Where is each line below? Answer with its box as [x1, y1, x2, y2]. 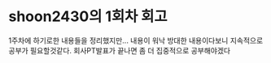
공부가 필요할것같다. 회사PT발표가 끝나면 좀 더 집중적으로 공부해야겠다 [8, 45, 230, 55]
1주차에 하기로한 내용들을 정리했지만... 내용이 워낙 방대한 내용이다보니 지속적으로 [8, 36, 264, 45]
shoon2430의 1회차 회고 [8, 7, 168, 26]
